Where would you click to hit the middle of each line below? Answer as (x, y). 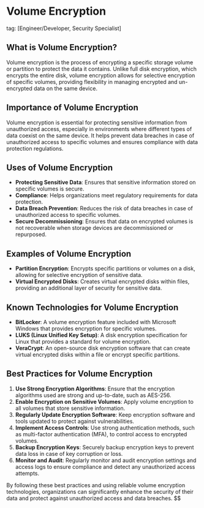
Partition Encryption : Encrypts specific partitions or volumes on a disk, (105, 268)
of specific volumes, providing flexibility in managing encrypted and (92, 82)
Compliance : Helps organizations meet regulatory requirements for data (106, 195)
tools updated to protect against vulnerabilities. (75, 421)
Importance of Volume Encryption (73, 108)
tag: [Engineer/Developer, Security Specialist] (64, 28)
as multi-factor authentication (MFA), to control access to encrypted (101, 434)
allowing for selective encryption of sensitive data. (79, 275)
